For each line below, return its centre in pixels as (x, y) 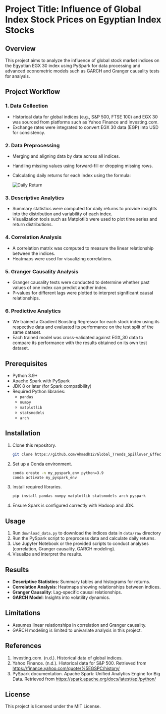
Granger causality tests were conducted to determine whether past (81, 282)
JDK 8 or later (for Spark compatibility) (52, 386)
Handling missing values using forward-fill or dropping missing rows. (83, 166)
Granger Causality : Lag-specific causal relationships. (67, 592)
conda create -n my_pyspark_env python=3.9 (58, 473)
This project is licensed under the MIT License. (53, 706)
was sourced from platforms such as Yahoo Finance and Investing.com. (85, 122)
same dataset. (27, 332)
